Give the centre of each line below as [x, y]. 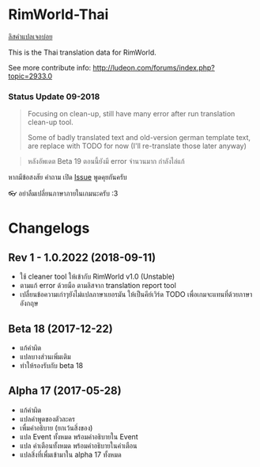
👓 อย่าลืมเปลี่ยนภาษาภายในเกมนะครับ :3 [63, 194]
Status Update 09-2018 [54, 97]
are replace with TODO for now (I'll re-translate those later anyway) [137, 146]
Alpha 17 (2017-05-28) [65, 391]
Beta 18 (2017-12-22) [60, 329]
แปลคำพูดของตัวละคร [47, 419]
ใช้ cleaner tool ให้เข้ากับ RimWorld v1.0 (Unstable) [97, 277]
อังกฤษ [29, 303]
